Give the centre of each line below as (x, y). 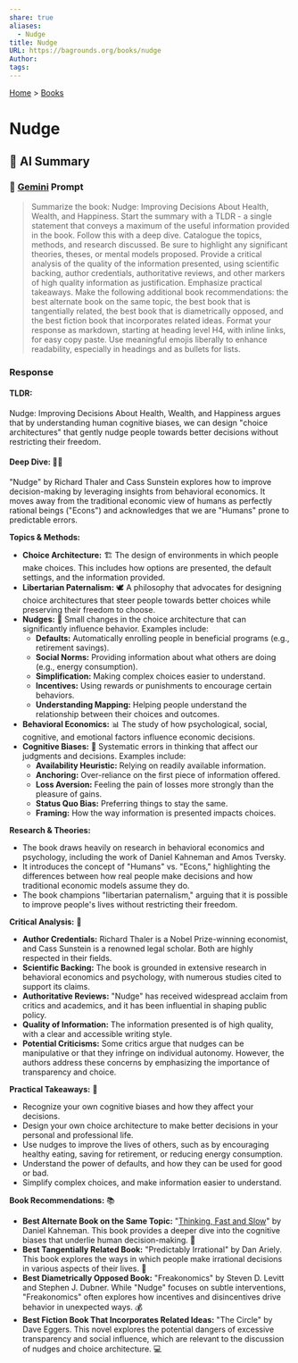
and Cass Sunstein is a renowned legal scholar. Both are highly (138, 949)
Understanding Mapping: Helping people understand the (141, 705)
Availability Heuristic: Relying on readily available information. (150, 765)
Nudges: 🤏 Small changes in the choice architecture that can (134, 619)
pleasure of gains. (69, 794)
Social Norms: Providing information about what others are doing (156, 657)
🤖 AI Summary (50, 162)
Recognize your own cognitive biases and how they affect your (138, 1107)
